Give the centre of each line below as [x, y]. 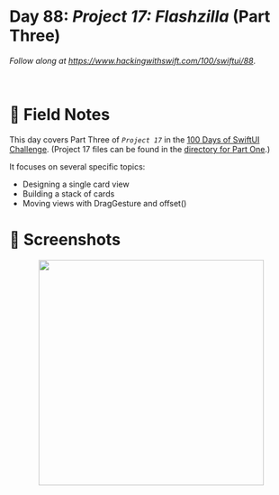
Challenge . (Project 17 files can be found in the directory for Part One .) [140, 149]
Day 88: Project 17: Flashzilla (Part [140, 17]
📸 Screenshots [65, 240]
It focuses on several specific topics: [77, 166]
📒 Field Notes [60, 115]
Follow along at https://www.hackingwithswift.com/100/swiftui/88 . [133, 60]
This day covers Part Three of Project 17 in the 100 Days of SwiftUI [135, 139]
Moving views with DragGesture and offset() [104, 203]
